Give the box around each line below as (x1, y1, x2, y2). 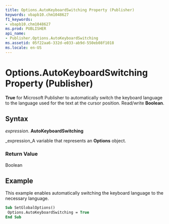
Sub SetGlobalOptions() (5, 205, 56, 210)
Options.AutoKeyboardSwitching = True (7, 210, 90, 215)
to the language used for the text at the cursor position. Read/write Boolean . (5, 100, 164, 106)
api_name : (5, 31, 26, 36)
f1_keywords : (5, 17, 33, 22)
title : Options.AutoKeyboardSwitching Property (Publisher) (5, 7, 135, 13)
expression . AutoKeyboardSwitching (5, 128, 83, 134)
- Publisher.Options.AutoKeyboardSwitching (5, 36, 99, 41)
